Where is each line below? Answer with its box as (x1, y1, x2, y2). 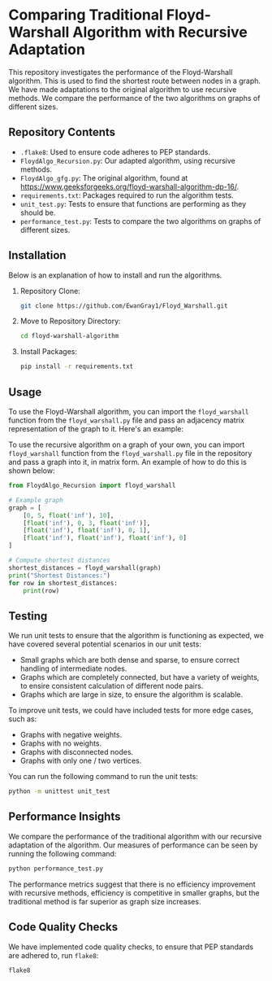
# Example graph (8, 496, 63, 504)
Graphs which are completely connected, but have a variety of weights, (19, 672, 260, 682)
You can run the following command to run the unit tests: (8, 772, 199, 782)
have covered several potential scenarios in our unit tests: (8, 639, 201, 649)
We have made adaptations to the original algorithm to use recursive (8, 84, 237, 94)
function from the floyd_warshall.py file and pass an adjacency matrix (8, 415, 245, 425)
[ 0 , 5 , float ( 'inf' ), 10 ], (23, 511, 114, 519)
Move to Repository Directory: (19, 316, 121, 326)
